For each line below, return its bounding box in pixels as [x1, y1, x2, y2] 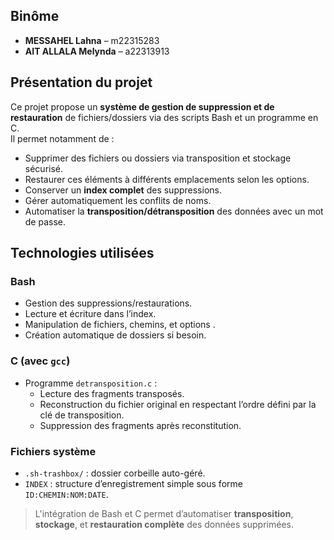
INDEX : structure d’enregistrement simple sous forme [24, 477, 243, 489]
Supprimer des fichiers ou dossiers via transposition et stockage [24, 152, 292, 164]
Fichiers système [10, 444, 97, 458]
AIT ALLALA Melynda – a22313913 [24, 45, 170, 57]
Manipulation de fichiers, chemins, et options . [24, 319, 216, 331]
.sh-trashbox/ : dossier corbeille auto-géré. [24, 467, 206, 479]
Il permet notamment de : [10, 132, 115, 144]
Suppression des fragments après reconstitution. [39, 419, 242, 431]
